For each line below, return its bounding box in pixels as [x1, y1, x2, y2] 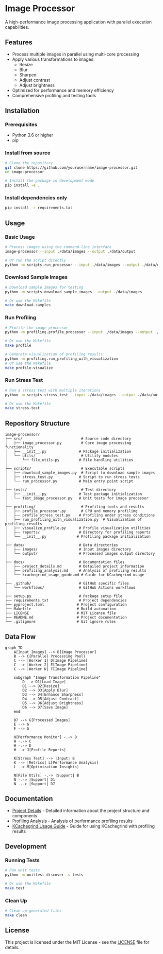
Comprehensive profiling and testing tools [12, 92, 96, 98]
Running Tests [5, 857, 40, 864]
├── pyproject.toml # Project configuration [5, 602, 127, 607]
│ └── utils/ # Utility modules [5, 453, 118, 459]
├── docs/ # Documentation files [5, 560, 125, 565]
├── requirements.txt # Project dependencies [5, 598, 127, 603]
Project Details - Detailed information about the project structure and [12, 808, 149, 813]
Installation [5, 106, 40, 115]
